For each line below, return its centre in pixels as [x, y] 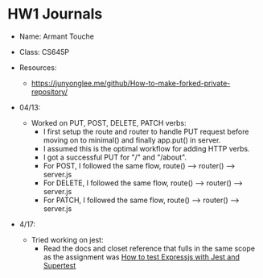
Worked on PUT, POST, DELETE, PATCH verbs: [109, 122]
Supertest [60, 265]
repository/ [49, 91]
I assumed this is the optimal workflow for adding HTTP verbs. [146, 148]
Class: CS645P [44, 52]
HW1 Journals [55, 14]
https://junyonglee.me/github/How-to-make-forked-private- [131, 83]
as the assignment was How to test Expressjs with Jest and [142, 257]
